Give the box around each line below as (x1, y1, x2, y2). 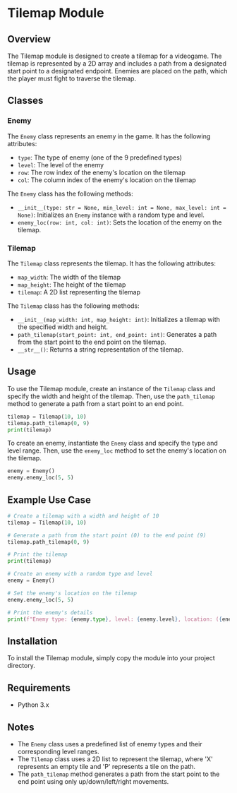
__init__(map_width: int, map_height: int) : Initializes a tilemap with (17, 315, 220, 323)
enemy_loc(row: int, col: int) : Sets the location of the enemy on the (17, 217, 222, 227)
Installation (7, 635, 58, 647)
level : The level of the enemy (17, 160, 104, 169)
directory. (7, 662, 35, 670)
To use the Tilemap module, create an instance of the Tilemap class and (7, 384, 216, 393)
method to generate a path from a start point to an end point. (7, 399, 184, 407)
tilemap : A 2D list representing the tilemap (17, 287, 141, 296)
